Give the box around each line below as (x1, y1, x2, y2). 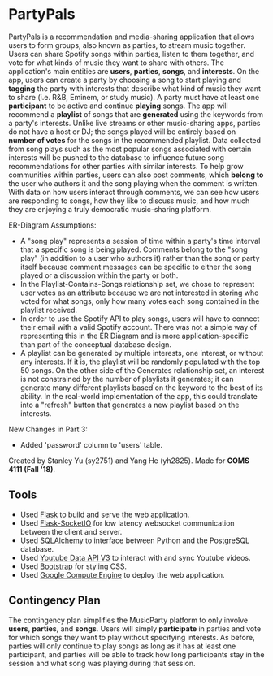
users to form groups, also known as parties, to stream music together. (8, 40, 246, 50)
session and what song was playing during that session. (8, 658, 197, 668)
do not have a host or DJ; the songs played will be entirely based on (8, 127, 236, 136)
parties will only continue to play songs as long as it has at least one (8, 641, 236, 651)
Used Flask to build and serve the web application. (19, 509, 190, 519)
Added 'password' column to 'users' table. (19, 440, 162, 449)
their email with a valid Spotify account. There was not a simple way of (19, 322, 258, 331)
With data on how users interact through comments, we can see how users (8, 187, 260, 197)
